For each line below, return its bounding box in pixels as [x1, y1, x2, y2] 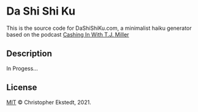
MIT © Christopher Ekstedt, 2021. [6, 99, 91, 106]
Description [6, 49, 52, 59]
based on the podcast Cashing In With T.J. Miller [6, 30, 129, 38]
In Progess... [6, 65, 38, 72]
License [6, 82, 37, 93]
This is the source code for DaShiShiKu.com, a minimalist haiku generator [6, 24, 192, 32]
